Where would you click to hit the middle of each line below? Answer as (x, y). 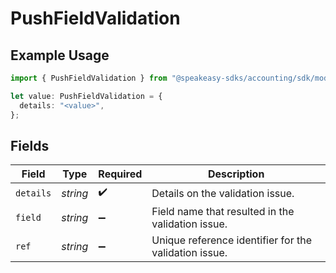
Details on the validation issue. (223, 193)
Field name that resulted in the (223, 212)
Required (120, 174)
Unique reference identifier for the (231, 240)
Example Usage (60, 55)
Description (236, 174)
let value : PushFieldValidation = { (86, 96)
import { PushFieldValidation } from (89, 78)
